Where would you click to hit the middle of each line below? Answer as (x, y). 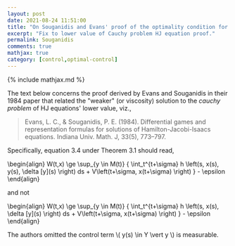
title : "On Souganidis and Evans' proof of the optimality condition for (118, 27)
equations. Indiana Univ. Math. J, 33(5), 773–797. (95, 136)
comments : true (30, 46)
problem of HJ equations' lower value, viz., (69, 108)
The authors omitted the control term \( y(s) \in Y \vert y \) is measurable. (113, 234)
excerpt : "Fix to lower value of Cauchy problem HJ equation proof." (112, 33)
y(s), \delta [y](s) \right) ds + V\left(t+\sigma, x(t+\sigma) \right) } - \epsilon (116, 171)
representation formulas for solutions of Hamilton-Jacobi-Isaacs (118, 129)
